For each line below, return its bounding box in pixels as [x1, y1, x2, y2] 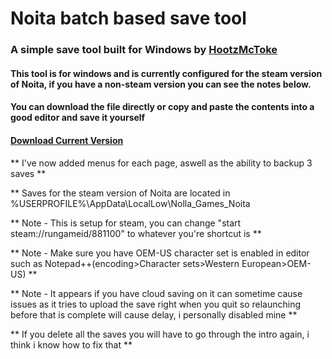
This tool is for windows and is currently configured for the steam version [10, 67, 323, 79]
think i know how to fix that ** [10, 338, 133, 351]
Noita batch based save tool [10, 7, 247, 30]
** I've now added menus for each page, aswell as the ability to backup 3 [10, 157, 313, 169]
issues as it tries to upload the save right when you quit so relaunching [10, 298, 302, 310]
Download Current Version [10, 134, 124, 146]
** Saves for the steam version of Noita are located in [10, 187, 231, 199]
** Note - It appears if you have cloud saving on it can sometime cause [10, 287, 303, 299]
